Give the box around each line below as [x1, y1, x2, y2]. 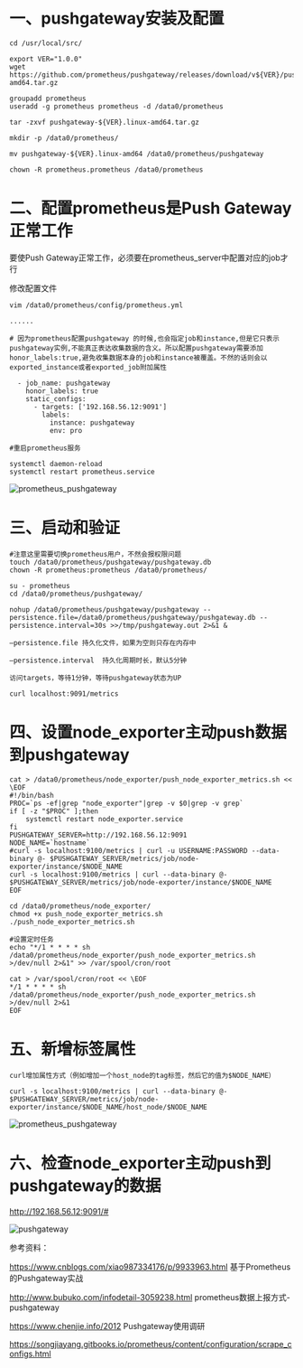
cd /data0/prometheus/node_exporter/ [9, 901, 151, 911]
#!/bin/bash [9, 791, 54, 800]
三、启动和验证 [9, 518, 121, 539]
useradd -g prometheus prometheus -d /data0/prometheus [9, 101, 224, 111]
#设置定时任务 [9, 934, 54, 944]
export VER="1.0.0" [9, 54, 83, 63]
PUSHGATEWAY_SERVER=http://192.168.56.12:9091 [9, 830, 188, 839]
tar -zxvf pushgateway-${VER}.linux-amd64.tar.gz [9, 117, 200, 126]
